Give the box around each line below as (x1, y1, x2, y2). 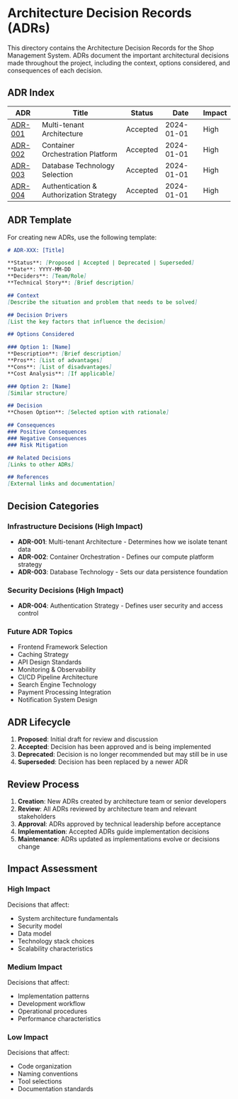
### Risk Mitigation (7, 442, 69, 449)
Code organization (17, 1062, 72, 1071)
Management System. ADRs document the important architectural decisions (7, 51, 229, 60)
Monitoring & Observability (17, 665, 96, 674)
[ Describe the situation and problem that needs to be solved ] (7, 298, 198, 306)
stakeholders (17, 812, 56, 821)
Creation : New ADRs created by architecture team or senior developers (17, 797, 227, 806)
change (17, 843, 40, 851)
